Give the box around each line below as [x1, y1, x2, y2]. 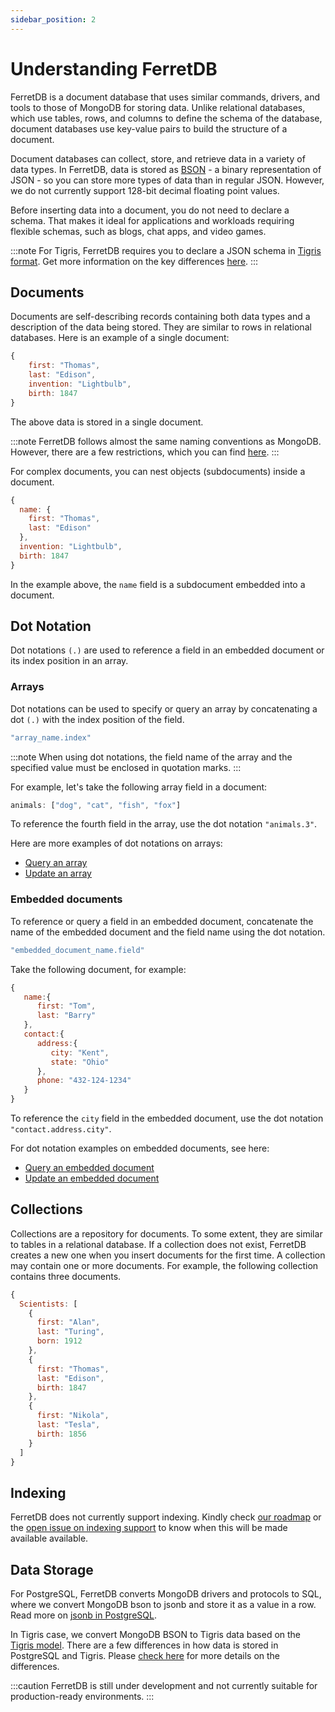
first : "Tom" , [36, 1001, 97, 1011]
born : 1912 [36, 1336, 83, 1346]
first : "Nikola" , [36, 1411, 110, 1421]
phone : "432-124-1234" [36, 1076, 132, 1086]
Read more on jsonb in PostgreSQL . [10, 1609, 157, 1621]
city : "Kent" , [50, 1047, 110, 1058]
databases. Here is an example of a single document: [10, 332, 230, 344]
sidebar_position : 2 [10, 14, 97, 25]
